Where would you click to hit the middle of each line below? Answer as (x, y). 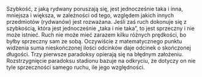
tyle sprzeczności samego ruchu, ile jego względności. (76, 67)
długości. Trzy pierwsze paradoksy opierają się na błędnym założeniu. (95, 54)
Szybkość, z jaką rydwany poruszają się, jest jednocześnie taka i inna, (95, 9)
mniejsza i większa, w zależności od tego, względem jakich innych (90, 15)
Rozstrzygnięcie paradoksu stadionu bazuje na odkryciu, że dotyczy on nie (101, 61)
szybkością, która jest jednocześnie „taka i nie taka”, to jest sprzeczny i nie (100, 28)
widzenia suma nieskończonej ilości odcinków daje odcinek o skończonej (99, 48)
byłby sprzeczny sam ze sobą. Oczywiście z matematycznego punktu (94, 41)
